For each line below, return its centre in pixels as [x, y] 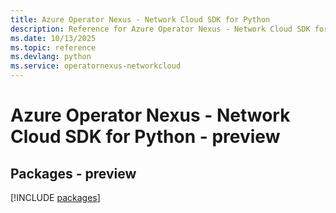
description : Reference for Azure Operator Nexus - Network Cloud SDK [160, 29]
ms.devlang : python [51, 57]
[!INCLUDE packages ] [55, 197]
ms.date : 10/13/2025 [53, 38]
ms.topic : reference [53, 47]
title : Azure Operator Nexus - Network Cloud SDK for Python [140, 19]
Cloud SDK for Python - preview [145, 137]
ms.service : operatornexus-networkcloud [96, 66]
